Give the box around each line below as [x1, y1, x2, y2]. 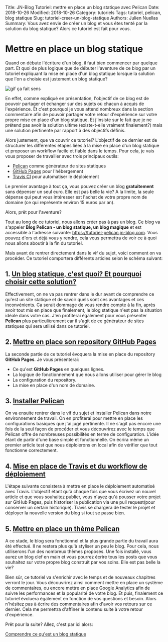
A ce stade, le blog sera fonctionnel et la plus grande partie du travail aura [5, 538, 158, 543]
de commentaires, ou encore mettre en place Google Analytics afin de [5, 585, 150, 591]
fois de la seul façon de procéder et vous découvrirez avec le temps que [5, 426, 155, 432]
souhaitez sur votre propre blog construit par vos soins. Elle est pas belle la [5, 559, 160, 565]
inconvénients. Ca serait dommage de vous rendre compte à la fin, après [5, 302, 155, 308]
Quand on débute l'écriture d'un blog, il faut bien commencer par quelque [5, 60, 158, 66]
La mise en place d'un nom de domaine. [12, 382, 95, 388]
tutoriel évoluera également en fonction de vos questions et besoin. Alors [5, 596, 156, 601]
